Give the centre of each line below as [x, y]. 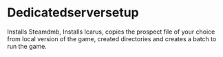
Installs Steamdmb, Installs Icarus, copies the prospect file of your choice [111, 32]
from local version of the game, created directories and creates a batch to [112, 38]
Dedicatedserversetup [73, 13]
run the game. [27, 46]
